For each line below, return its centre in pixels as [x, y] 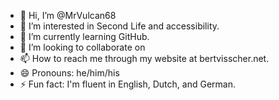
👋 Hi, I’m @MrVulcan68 [68, 15]
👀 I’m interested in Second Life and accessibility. [119, 26]
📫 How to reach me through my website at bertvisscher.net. [144, 58]
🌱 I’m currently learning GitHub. [84, 36]
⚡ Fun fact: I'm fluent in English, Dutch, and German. [127, 84]
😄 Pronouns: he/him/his [69, 73]
